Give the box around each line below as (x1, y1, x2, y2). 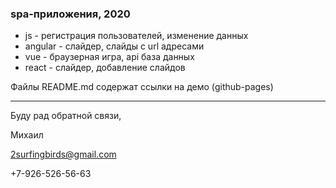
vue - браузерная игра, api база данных (24, 51, 195, 63)
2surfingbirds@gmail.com (10, 148, 117, 161)
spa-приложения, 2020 (10, 7, 131, 21)
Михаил (10, 129, 44, 141)
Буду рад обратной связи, (10, 110, 122, 122)
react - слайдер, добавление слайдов (24, 62, 186, 74)
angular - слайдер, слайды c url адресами (24, 40, 205, 52)
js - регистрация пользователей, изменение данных (24, 30, 249, 42)
